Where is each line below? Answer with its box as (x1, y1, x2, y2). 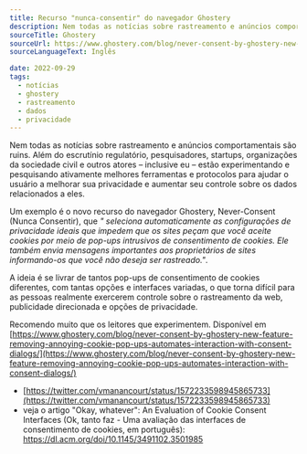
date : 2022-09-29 (9, 64, 76, 73)
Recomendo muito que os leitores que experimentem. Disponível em (9, 319, 267, 330)
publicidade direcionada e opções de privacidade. (9, 301, 198, 312)
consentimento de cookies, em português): (22, 424, 185, 435)
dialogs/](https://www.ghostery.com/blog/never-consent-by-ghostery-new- (9, 348, 296, 359)
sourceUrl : (9, 38, 51, 48)
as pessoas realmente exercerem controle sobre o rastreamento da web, (9, 291, 283, 302)
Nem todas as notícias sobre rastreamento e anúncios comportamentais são (9, 140, 297, 151)
